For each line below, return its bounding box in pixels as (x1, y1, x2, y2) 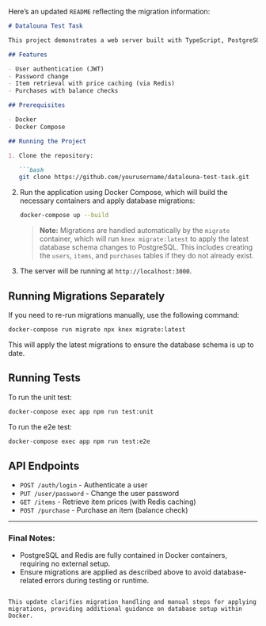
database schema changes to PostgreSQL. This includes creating (39, 242, 253, 252)
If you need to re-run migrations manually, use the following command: (8, 310, 240, 319)
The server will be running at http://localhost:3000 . (19, 266, 192, 276)
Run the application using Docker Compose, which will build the (19, 188, 228, 197)
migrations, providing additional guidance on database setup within (8, 605, 243, 613)
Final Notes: (8, 532, 55, 544)
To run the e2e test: (8, 422, 73, 431)
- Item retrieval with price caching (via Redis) (8, 79, 176, 88)
